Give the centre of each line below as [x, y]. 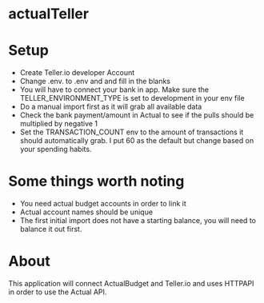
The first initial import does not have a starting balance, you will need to [138, 221]
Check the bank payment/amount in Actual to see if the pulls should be [137, 115]
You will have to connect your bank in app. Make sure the [114, 90]
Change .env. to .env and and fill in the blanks [95, 82]
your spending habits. [56, 150]
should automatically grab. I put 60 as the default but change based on [137, 141]
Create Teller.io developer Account [77, 73]
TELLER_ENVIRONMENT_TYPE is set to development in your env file [132, 98]
